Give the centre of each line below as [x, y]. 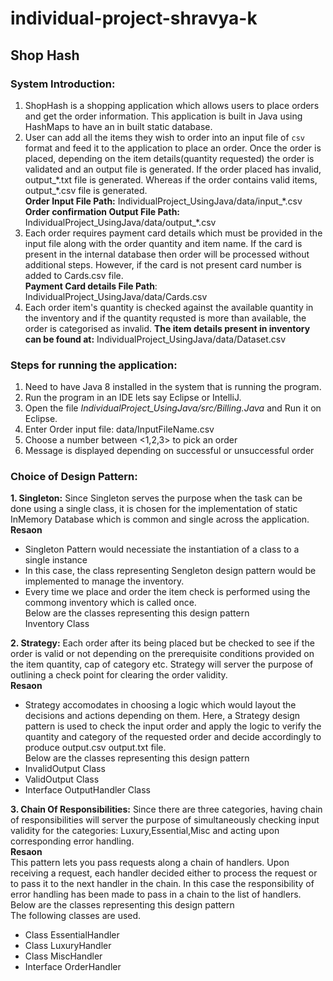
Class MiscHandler [63, 956]
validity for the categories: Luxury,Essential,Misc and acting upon [145, 831]
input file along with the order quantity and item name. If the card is [163, 243]
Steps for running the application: [94, 365]
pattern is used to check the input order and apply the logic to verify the [173, 726]
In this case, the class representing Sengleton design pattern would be [170, 571]
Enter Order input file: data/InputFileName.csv [119, 429]
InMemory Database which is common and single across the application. [160, 519]
